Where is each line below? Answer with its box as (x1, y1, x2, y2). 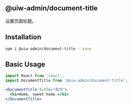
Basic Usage (5, 60, 46, 68)
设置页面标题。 (5, 18, 36, 24)
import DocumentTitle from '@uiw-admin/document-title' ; (5, 78, 128, 83)
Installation (5, 33, 41, 42)
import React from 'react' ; (5, 73, 65, 78)
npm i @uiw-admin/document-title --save (5, 46, 92, 51)
